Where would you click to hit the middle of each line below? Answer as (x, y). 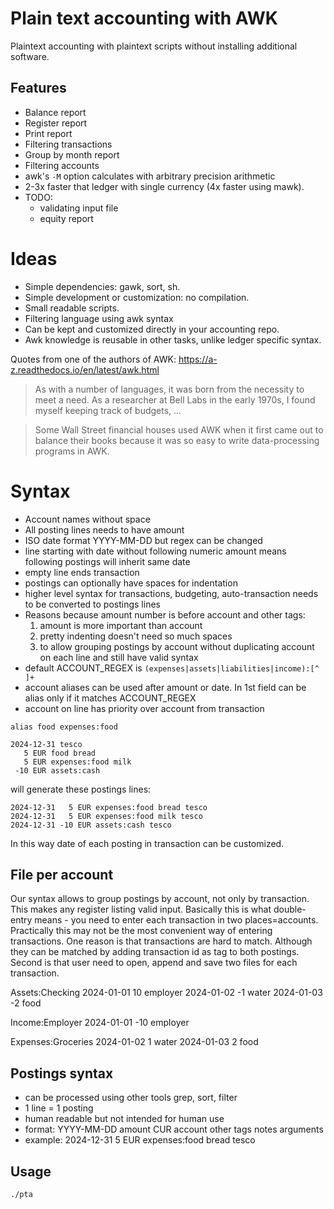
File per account (62, 875)
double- (290, 909)
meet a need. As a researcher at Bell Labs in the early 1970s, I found (175, 399)
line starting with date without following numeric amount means (155, 551)
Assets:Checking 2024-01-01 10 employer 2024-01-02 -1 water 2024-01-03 (166, 993)
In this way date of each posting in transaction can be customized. (147, 843)
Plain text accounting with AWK (144, 18)
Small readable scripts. (72, 308)
